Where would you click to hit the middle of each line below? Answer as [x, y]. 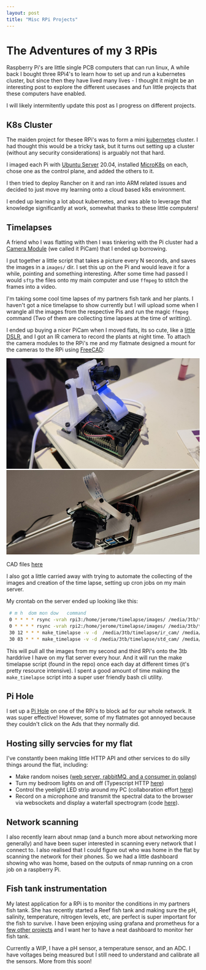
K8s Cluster [30, 125]
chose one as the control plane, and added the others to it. [80, 171]
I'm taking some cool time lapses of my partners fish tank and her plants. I [100, 299]
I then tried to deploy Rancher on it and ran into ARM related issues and [97, 183]
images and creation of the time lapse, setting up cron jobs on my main [96, 583]
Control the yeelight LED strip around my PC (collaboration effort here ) [104, 790]
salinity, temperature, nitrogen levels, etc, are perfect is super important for [101, 917]
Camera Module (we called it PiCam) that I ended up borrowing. [87, 249]
